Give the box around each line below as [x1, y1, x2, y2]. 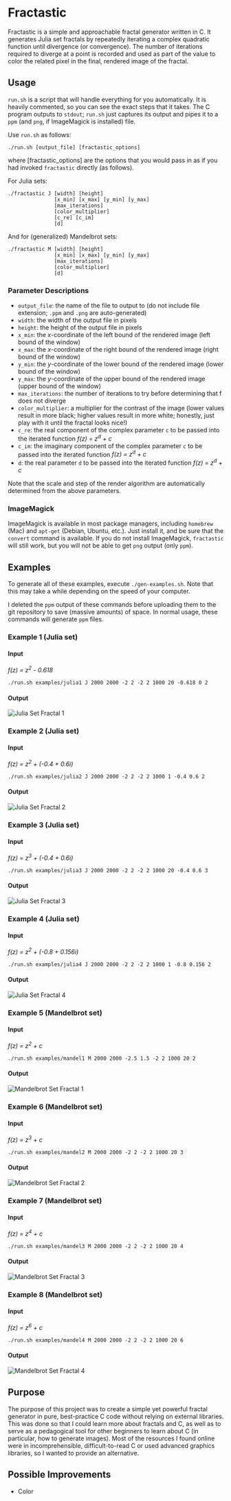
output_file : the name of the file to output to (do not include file [17, 301, 200, 310]
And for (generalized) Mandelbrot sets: [8, 232, 118, 241]
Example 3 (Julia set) [8, 820, 80, 830]
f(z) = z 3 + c [8, 1134, 43, 1144]
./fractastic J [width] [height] [8, 190, 104, 197]
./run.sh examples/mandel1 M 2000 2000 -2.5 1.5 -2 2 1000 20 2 [8, 1055, 196, 1062]
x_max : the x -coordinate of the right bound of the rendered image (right [17, 345, 219, 354]
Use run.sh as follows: [8, 130, 71, 139]
